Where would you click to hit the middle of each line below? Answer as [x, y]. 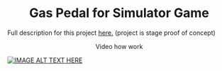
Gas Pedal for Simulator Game [119, 13]
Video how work [119, 46]
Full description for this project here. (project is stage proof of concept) [112, 33]
